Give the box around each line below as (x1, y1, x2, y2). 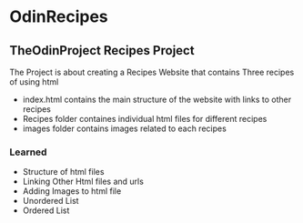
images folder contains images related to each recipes (22, 123, 227, 134)
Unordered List (22, 196, 79, 207)
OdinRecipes (9, 6, 109, 27)
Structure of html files (22, 167, 105, 177)
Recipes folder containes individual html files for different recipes (22, 114, 268, 124)
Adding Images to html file (22, 186, 122, 197)
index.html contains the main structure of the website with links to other (22, 94, 292, 105)
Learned (9, 146, 47, 158)
